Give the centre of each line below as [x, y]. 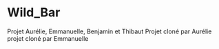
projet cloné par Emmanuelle [48, 38]
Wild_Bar [34, 13]
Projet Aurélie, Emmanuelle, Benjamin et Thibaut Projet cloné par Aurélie [109, 31]
